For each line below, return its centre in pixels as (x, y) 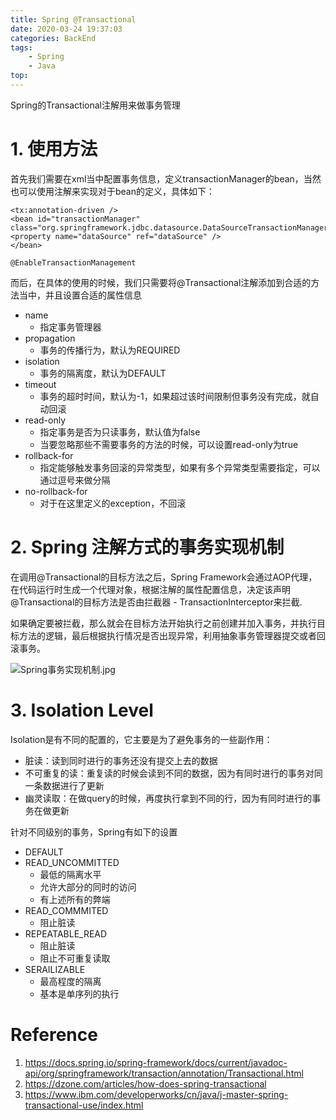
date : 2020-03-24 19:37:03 (66, 29)
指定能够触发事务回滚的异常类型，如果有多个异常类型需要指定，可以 (180, 467)
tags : (21, 47)
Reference (54, 1034)
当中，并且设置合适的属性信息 (80, 295)
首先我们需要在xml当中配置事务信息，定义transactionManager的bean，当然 (166, 178)
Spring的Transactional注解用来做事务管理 (95, 105)
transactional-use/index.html (84, 1105)
